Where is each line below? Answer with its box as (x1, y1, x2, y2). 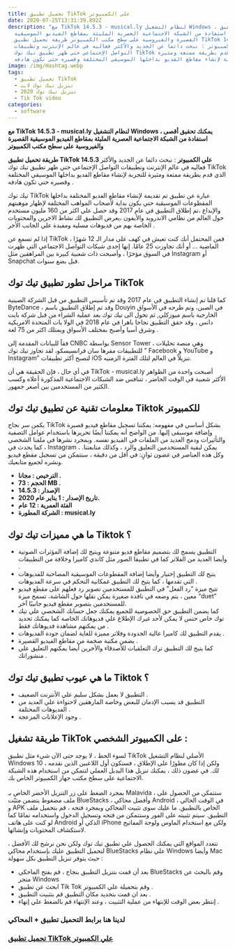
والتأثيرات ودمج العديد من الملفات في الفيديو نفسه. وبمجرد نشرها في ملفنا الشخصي (8, 436, 226, 444)
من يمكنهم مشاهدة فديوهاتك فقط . (17, 621, 109, 630)
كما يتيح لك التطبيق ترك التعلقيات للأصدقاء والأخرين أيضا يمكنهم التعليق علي (17, 644, 213, 652)
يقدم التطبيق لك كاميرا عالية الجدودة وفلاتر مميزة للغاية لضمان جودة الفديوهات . (17, 629, 225, 638)
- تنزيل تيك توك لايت (14, 82, 74, 89)
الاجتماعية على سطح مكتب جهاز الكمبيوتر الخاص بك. (8, 773, 144, 782)
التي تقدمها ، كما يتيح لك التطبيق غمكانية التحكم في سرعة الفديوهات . (17, 577, 198, 586)
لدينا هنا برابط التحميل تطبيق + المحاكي (8, 914, 126, 924)
